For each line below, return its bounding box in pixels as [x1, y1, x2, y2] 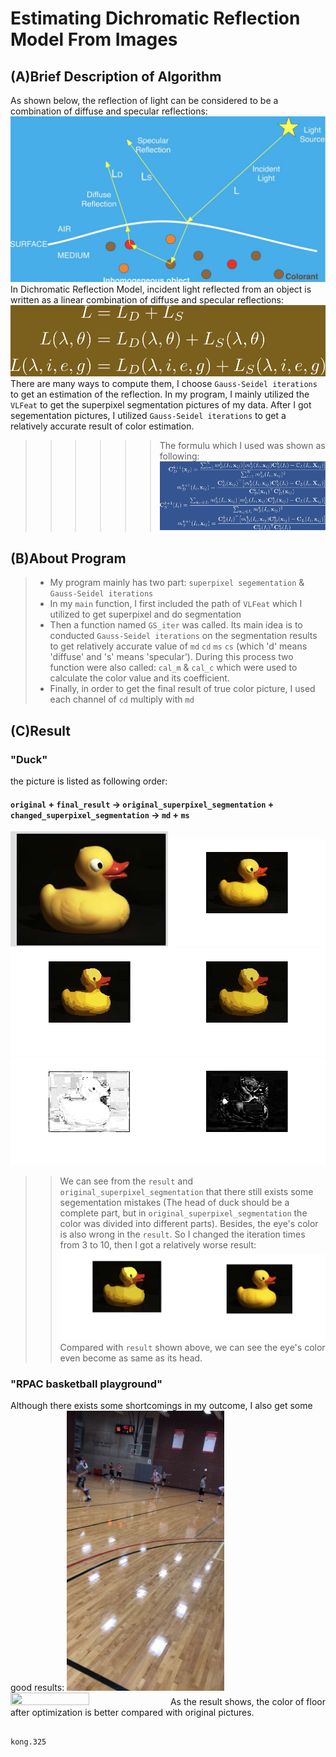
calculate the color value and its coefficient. [49, 672, 230, 684]
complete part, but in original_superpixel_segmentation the [59, 1207, 308, 1219]
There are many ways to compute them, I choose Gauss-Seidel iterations [10, 378, 318, 390]
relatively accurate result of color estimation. [10, 420, 195, 432]
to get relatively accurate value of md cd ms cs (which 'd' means [49, 640, 308, 652]
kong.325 [10, 1737, 47, 1747]
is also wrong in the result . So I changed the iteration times [59, 1228, 306, 1240]
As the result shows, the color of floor [169, 1696, 326, 1708]
